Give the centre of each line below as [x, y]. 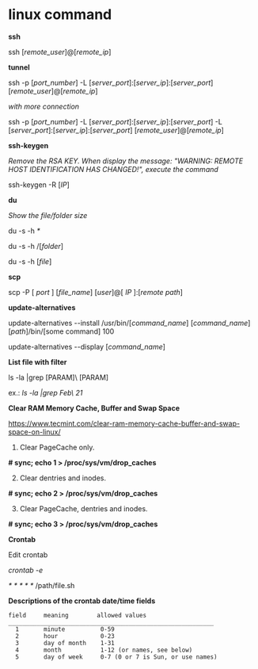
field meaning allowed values [78, 615]
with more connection [44, 106]
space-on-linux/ [34, 432]
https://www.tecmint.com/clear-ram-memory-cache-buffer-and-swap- [124, 423]
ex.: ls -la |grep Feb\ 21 [46, 392]
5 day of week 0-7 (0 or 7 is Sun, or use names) [116, 657]
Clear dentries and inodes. [63, 478]
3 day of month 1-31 [65, 643]
